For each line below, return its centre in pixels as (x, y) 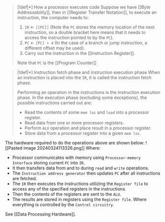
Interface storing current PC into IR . (49, 163)
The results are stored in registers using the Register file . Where (79, 199)
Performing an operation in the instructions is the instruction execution (89, 92)
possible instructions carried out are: (54, 103)
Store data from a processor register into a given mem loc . (83, 133)
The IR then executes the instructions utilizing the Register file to (80, 184)
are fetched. (25, 178)
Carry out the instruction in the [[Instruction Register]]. (80, 53)
